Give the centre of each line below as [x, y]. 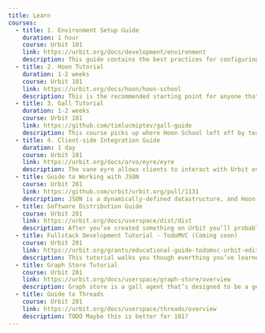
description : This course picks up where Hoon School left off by [134, 133]
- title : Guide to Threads [60, 294]
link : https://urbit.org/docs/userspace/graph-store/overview [127, 280]
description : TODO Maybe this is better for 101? [106, 316]
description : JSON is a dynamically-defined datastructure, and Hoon [139, 199]
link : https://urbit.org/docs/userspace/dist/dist [107, 221]
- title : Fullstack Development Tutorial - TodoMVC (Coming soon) [127, 236]
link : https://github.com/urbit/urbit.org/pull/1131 [111, 191]
